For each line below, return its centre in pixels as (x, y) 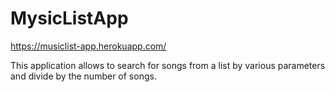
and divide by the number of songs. (83, 76)
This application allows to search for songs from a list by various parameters (168, 65)
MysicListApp (69, 18)
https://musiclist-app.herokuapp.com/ (88, 46)
